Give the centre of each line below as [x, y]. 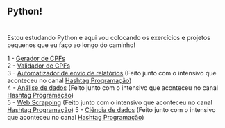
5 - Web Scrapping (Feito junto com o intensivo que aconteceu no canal [110, 102]
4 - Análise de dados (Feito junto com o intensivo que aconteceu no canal [113, 88]
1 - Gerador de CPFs [36, 58]
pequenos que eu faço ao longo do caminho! [71, 45]
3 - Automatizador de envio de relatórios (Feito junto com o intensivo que [112, 73]
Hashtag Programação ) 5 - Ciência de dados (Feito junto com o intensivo [111, 109]
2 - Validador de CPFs [39, 66]
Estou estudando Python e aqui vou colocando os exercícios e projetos [109, 37]
